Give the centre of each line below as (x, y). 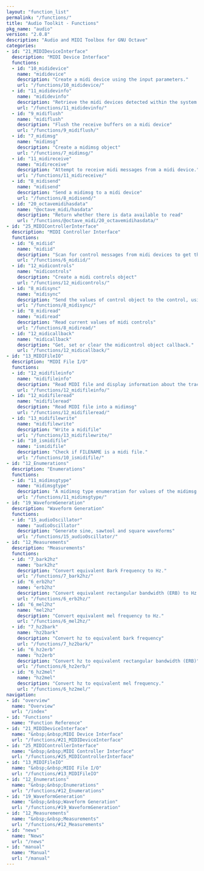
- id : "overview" (28, 700)
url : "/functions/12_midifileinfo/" (64, 390)
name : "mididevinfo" (43, 97)
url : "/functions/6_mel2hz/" (54, 622)
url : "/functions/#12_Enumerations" (58, 791)
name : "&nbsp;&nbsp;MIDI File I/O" (57, 768)
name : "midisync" (39, 294)
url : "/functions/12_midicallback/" (64, 351)
